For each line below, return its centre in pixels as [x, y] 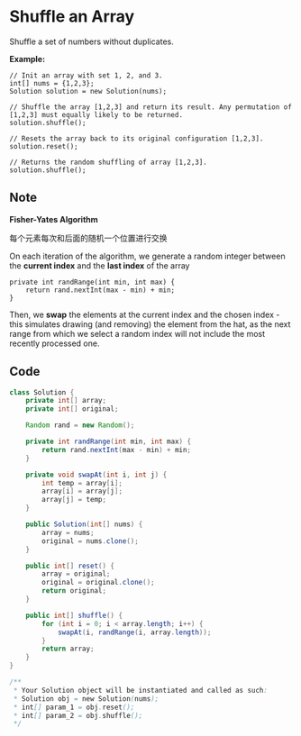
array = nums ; [68, 532]
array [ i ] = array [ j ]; [82, 491]
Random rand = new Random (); [80, 425]
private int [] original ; [72, 409]
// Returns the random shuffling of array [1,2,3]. [108, 162]
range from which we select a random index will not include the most [137, 333]
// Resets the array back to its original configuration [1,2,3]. [137, 138]
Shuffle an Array [72, 17]
